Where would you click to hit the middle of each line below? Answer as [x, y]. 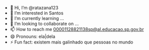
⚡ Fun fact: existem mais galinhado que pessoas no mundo [71, 42]
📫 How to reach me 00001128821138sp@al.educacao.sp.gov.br [77, 29]
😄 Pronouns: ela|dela [33, 36]
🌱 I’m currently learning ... [37, 18]
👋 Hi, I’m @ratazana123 [34, 8]
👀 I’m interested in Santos [37, 13]
